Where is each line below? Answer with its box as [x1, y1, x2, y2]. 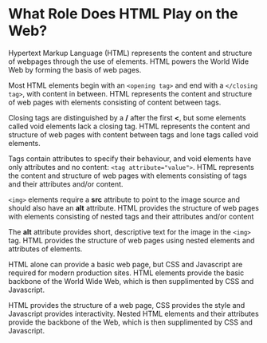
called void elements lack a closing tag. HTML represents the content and [8, 121, 250, 131]
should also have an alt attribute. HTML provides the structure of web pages [8, 203, 259, 212]
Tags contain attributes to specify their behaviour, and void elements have [8, 153, 252, 164]
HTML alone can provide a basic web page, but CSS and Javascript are [8, 259, 243, 269]
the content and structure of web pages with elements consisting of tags [8, 171, 247, 180]
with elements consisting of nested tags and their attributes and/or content [8, 211, 254, 221]
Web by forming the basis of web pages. [8, 65, 142, 74]
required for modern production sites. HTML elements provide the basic [8, 268, 245, 278]
